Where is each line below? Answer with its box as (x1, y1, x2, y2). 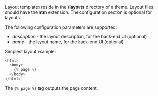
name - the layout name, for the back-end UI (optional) (12, 39, 124, 45)
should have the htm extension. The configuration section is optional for (5, 9, 152, 15)
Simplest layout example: (5, 49, 56, 54)
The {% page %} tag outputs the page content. (5, 85, 98, 91)
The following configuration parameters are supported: (5, 24, 117, 30)
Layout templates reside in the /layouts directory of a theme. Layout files (5, 4, 154, 10)
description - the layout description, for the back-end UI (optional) (12, 34, 147, 39)
